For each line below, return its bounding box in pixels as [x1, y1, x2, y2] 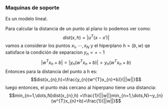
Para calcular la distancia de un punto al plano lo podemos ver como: [5, 26, 151, 32]
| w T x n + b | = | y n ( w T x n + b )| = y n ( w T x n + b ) [40, 58, 132, 67]
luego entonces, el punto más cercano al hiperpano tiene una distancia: [5, 84, 156, 91]
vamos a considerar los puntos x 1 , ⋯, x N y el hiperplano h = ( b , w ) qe [5, 42, 150, 50]
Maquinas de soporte [5, 4, 60, 11]
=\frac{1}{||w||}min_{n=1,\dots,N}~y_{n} [79, 93, 163, 98]
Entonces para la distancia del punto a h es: [5, 69, 97, 74]
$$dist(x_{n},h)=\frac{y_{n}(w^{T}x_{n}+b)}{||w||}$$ [30, 76, 142, 82]
